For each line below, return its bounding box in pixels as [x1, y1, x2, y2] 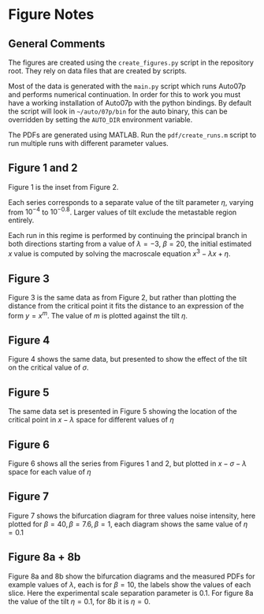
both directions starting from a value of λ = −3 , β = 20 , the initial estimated [8, 239, 252, 249]
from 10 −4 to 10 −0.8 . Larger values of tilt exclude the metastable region [8, 206, 237, 217]
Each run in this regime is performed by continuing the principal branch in [8, 231, 247, 240]
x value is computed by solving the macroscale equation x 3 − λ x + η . [8, 247, 231, 259]
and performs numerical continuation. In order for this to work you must [8, 90, 241, 99]
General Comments [8, 37, 106, 50]
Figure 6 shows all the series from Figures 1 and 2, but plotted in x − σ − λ [8, 459, 247, 468]
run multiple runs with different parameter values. [8, 139, 169, 147]
